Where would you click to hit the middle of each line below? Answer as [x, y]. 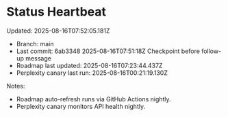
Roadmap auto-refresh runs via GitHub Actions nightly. [94, 99]
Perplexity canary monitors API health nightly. [80, 106]
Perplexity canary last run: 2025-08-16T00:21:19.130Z [92, 73]
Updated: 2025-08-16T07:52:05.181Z [58, 31]
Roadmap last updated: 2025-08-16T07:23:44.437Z [89, 65]
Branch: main [35, 44]
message [39, 58]
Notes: [16, 86]
